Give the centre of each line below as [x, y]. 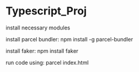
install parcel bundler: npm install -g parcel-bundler [69, 39]
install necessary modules [38, 28]
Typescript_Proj [46, 11]
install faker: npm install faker [42, 51]
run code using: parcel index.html [47, 62]
